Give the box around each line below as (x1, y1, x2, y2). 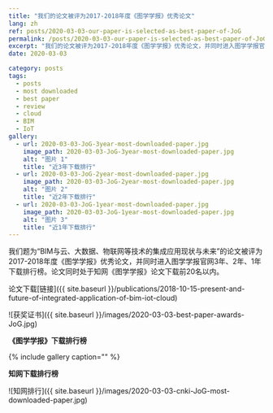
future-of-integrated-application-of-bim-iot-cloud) (8, 293, 178, 303)
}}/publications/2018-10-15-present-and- (107, 284, 245, 293)
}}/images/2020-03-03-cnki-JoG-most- (95, 386, 230, 396)
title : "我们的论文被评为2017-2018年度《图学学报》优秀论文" (8, 11, 195, 20)
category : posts (8, 64, 63, 73)
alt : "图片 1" (23, 155, 68, 163)
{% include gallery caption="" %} (8, 352, 120, 362)
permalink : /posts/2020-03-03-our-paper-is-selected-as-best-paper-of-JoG (8, 34, 267, 43)
